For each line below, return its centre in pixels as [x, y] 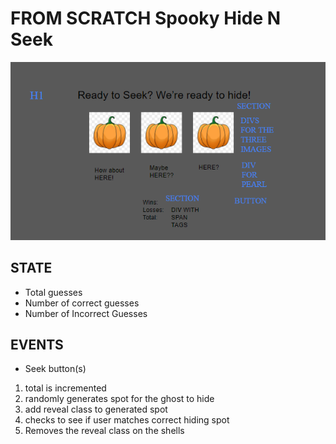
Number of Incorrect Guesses [86, 313]
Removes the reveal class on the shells [104, 431]
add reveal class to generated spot [96, 409]
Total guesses [53, 292]
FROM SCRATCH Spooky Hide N [146, 18]
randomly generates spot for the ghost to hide [119, 399]
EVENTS [37, 345]
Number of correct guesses [82, 303]
